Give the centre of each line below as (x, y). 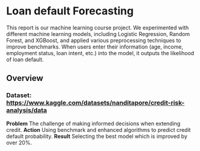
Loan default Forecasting (70, 11)
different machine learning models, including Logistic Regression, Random (98, 34)
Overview (25, 78)
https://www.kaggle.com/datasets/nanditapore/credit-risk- (95, 103)
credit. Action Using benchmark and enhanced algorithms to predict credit (98, 129)
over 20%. (19, 143)
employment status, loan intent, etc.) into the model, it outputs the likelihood (100, 53)
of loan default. (25, 59)
